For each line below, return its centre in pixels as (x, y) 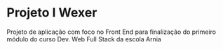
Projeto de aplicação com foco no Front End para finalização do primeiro (111, 32)
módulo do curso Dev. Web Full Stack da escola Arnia (84, 39)
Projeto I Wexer (52, 13)
